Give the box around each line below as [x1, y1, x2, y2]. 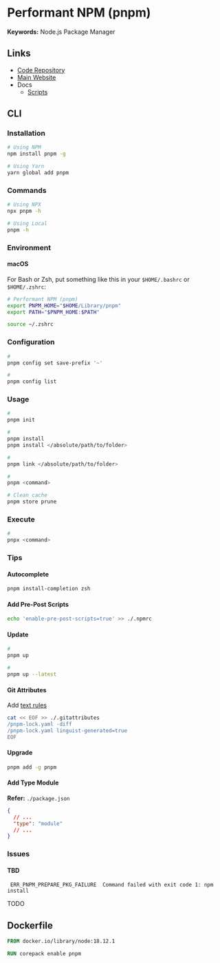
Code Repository [16, 65, 65, 74]
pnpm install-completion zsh [7, 586, 91, 592]
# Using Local [7, 220, 48, 227]
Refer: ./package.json [7, 794, 70, 802]
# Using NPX [7, 201, 41, 208]
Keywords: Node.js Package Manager [7, 28, 115, 36]
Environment [7, 242, 52, 252]
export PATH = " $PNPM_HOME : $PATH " [7, 309, 100, 315]
